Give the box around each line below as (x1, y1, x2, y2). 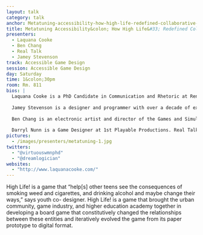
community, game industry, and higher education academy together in (6, 202, 182, 210)
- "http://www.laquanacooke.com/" (11, 167, 98, 173)
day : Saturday (6, 71, 42, 77)
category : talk (6, 15, 45, 21)
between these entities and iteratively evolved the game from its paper (6, 216, 182, 223)
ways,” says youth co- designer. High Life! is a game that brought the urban (6, 196, 195, 204)
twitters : (6, 144, 31, 150)
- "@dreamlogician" (11, 155, 61, 161)
